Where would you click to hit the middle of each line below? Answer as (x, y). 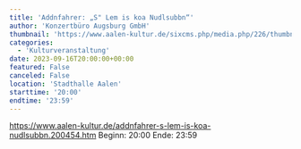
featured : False (39, 68)
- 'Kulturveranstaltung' (64, 51)
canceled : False (39, 76)
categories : (31, 42)
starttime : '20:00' (46, 92)
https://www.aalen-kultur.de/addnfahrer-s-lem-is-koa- (110, 126)
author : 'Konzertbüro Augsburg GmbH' (80, 26)
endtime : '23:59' (42, 100)
